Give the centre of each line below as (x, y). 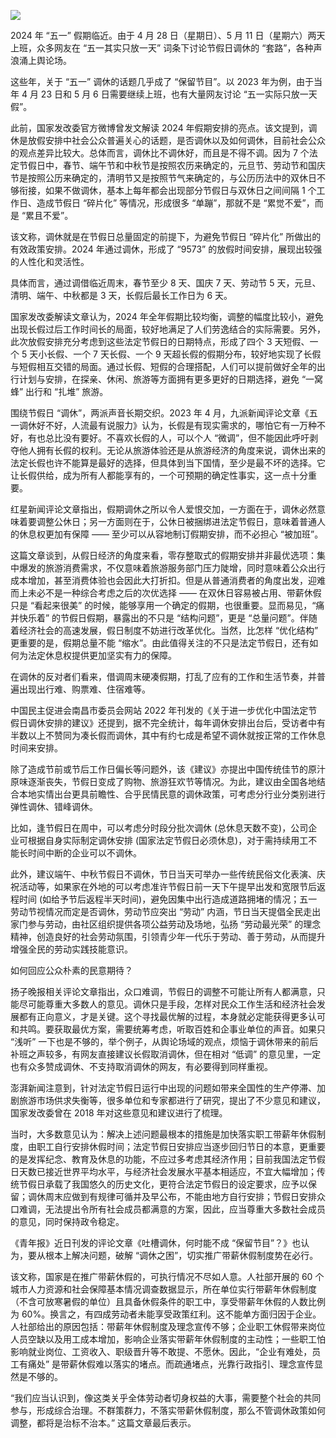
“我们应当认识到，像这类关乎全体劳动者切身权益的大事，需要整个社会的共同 (166, 1398)
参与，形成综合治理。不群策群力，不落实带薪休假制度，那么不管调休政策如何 (168, 1410)
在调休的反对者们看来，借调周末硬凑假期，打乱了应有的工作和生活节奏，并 (163, 676)
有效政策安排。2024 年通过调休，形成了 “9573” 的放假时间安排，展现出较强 (166, 249)
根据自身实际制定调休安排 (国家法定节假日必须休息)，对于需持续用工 (168, 840)
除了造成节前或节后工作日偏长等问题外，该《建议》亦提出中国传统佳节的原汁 (168, 769)
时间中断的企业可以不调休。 (84, 853)
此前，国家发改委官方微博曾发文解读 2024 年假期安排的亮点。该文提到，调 (164, 128)
